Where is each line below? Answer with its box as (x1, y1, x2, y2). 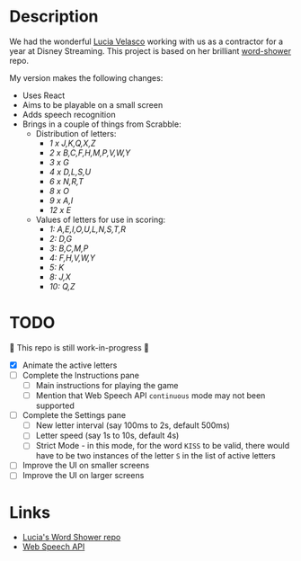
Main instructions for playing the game (35, 380, 179, 390)
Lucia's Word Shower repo (22, 532, 121, 543)
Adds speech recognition (22, 109, 116, 120)
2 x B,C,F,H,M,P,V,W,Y (49, 147, 131, 158)
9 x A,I (49, 195, 74, 206)
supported (35, 400, 75, 411)
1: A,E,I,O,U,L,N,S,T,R (49, 223, 127, 235)
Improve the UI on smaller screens (22, 460, 150, 471)
